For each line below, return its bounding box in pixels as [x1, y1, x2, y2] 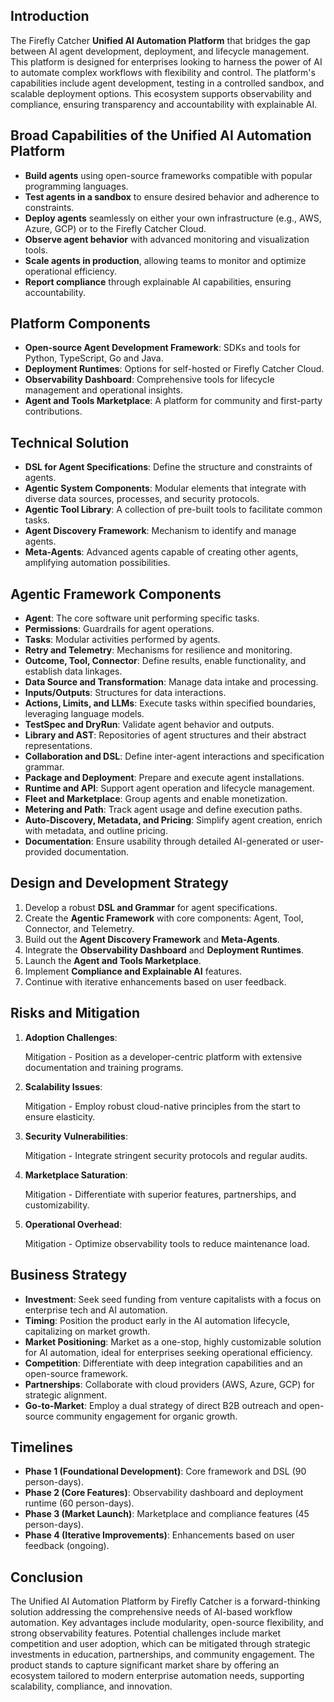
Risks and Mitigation [10, 1005, 141, 1022]
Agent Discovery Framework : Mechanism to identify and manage [24, 525, 297, 537]
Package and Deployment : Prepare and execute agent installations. [24, 772, 305, 784]
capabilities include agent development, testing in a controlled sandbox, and [10, 77, 325, 89]
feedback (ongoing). [24, 1540, 110, 1552]
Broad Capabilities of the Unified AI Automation [10, 127, 312, 144]
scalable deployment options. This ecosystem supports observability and [10, 87, 312, 99]
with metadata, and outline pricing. [24, 825, 168, 837]
